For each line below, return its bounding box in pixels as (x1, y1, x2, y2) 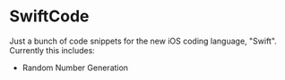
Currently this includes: (9, 44, 96, 55)
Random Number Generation (22, 62, 128, 73)
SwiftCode (9, 6, 90, 27)
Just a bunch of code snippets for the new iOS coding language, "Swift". (9, 36, 278, 46)
